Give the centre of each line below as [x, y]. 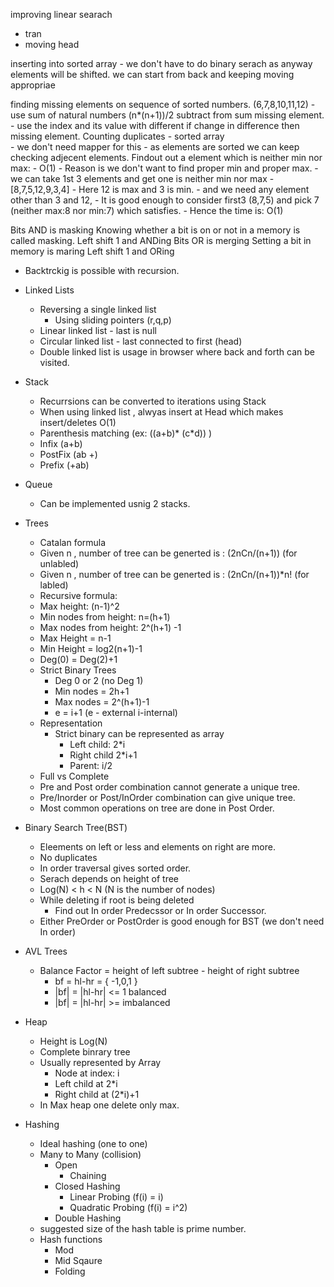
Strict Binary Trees [78, 670]
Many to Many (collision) [90, 1154]
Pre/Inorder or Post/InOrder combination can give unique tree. [167, 797]
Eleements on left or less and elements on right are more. [157, 847]
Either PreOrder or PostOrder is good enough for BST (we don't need [182, 921]
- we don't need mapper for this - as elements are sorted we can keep [155, 147]
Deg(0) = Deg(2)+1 [78, 659]
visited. [54, 362]
